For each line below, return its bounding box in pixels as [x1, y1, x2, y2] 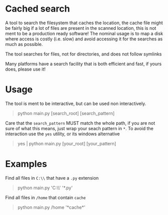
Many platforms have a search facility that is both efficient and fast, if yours [5, 61, 162, 67]
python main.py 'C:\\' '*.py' [17, 185, 73, 191]
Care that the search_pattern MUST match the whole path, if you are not [5, 120, 155, 126]
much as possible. [5, 41, 43, 47]
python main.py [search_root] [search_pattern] [17, 110, 115, 116]
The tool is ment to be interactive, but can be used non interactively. [5, 100, 146, 106]
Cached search [5, 3, 70, 15]
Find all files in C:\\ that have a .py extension [5, 175, 99, 181]
